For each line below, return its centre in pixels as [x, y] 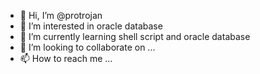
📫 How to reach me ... [66, 58]
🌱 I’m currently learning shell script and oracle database [135, 36]
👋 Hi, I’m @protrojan [61, 15]
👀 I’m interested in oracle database [91, 26]
